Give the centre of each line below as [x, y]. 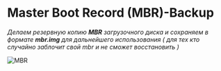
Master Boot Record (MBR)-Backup [110, 13]
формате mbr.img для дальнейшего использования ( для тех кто [104, 39]
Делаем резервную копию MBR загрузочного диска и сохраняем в [108, 32]
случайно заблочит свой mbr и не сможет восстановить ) [93, 47]
